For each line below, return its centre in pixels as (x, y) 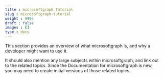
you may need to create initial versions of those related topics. (68, 70)
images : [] (17, 28)
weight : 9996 (20, 18)
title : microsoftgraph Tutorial (39, 9)
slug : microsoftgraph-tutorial (38, 14)
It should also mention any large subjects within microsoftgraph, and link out (82, 60)
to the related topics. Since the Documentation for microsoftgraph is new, (79, 65)
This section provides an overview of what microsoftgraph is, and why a (78, 46)
